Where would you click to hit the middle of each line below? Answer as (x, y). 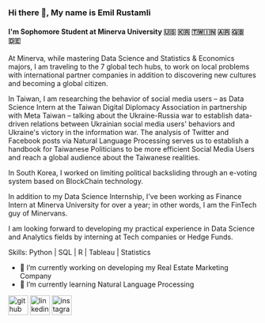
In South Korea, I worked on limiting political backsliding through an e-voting (132, 173)
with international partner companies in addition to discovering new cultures (132, 75)
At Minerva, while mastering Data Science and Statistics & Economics (121, 58)
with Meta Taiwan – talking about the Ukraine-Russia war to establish (121, 116)
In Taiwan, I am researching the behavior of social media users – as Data (126, 99)
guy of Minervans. (38, 213)
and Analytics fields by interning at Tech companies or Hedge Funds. (121, 237)
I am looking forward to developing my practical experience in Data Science (132, 229)
